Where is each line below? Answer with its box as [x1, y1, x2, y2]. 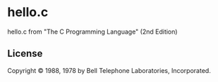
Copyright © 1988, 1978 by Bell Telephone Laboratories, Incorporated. [7, 66, 212, 74]
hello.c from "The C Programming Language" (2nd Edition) [7, 27, 178, 36]
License [7, 48, 43, 60]
